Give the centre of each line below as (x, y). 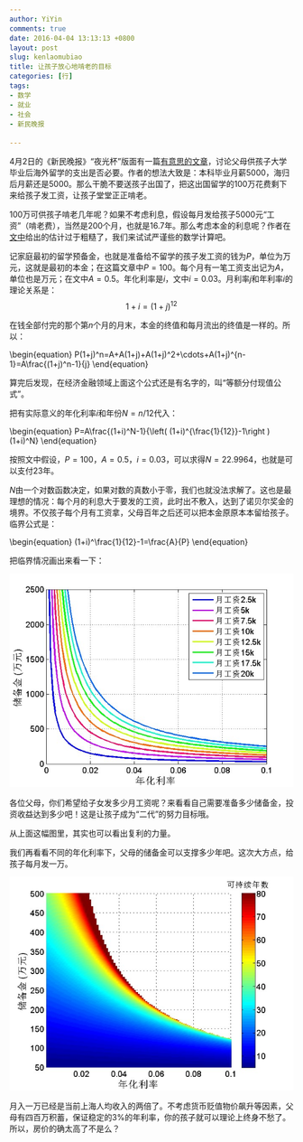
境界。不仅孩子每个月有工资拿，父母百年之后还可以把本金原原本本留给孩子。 (151, 512)
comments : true (38, 28)
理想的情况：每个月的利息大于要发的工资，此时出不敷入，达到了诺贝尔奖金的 (151, 501)
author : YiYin (36, 19)
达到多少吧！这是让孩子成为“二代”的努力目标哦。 (124, 814)
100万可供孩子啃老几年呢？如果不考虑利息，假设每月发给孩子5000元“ (138, 215)
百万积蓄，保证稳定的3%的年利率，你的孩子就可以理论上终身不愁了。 (162, 1117)
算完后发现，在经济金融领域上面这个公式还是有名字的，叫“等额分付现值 (142, 382)
